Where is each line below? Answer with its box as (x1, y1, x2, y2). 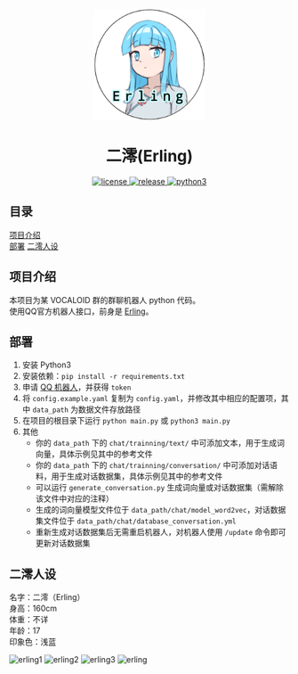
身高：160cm (9, 603, 58, 614)
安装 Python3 (21, 359, 71, 370)
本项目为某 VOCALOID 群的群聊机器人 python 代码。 (9, 294, 201, 305)
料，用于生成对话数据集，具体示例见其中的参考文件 (35, 471, 223, 481)
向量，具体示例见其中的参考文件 (35, 448, 153, 459)
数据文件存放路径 (78, 404, 141, 415)
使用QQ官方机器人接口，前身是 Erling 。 (9, 306, 154, 316)
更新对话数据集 (35, 538, 91, 548)
